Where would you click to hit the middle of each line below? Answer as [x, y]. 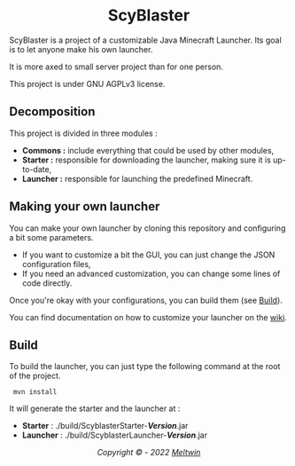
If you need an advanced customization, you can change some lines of [151, 273]
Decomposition [52, 112]
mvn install [35, 392]
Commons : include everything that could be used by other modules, [148, 150]
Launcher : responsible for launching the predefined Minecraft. [137, 178]
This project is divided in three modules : [83, 133]
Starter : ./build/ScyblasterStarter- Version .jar [105, 426]
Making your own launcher [85, 206]
